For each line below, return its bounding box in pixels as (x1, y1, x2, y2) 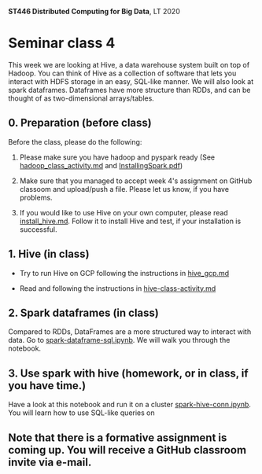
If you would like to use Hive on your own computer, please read (19, 208, 228, 217)
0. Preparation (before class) (8, 116, 152, 130)
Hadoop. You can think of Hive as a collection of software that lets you (8, 68, 237, 78)
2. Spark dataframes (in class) (8, 306, 159, 319)
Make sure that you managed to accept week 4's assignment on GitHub (19, 176, 253, 186)
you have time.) (8, 379, 87, 392)
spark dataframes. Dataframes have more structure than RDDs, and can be (8, 85, 251, 94)
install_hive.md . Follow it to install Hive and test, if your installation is (19, 216, 242, 226)
